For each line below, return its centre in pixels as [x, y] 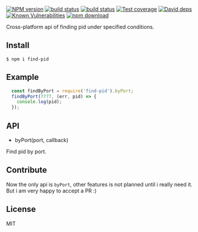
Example [23, 77]
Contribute [27, 170]
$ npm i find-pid [28, 59]
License [21, 209]
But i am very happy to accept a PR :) [51, 191]
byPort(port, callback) [41, 140]
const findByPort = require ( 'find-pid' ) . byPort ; [73, 91]
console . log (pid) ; [39, 102]
